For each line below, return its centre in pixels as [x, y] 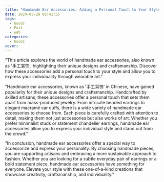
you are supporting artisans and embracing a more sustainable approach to [81, 153]
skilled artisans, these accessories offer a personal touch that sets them [77, 97]
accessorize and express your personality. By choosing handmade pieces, [80, 148]
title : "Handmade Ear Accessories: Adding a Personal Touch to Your [76, 10]
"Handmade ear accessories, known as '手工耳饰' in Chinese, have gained [80, 87]
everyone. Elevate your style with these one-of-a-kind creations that [74, 169]
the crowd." [17, 134]
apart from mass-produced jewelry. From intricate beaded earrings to [75, 102]
